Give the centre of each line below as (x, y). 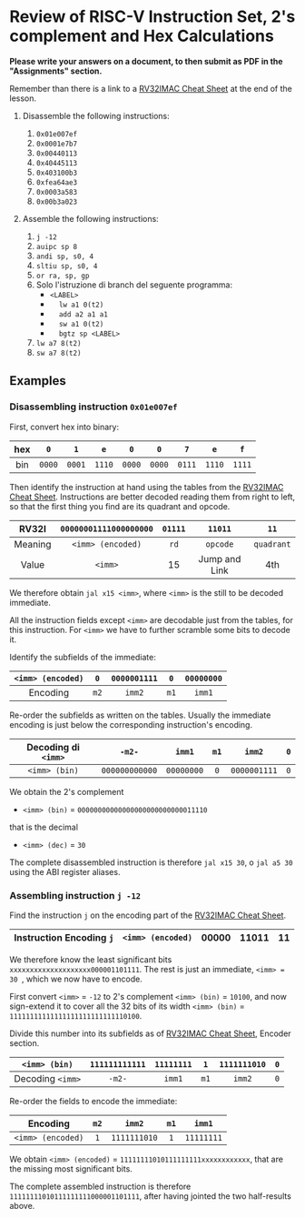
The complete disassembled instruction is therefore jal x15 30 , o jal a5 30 (151, 862)
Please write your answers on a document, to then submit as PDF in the (146, 61)
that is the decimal (44, 827)
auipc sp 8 (57, 247)
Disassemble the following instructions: (96, 116)
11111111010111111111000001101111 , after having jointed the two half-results (151, 1196)
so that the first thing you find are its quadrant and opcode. (120, 506)
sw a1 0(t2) (81, 324)
